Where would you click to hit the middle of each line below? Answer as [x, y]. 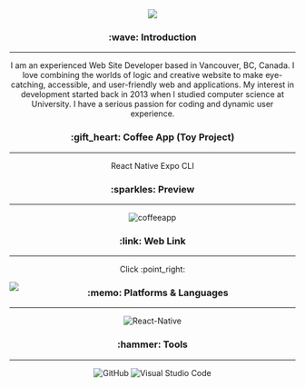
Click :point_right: [152, 269]
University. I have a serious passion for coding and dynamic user [152, 104]
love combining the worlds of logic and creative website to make [143, 75]
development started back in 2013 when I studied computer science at [152, 94]
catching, [28, 84]
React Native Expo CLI [152, 165]
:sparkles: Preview [152, 189]
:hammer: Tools [152, 344]
